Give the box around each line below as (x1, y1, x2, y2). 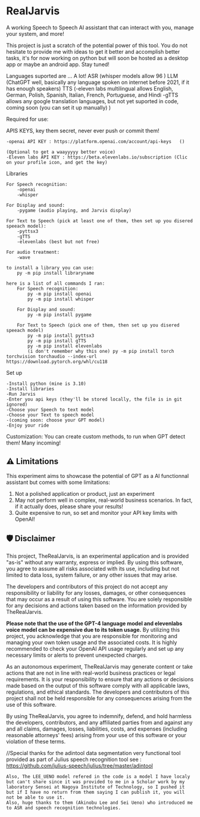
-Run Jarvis (6, 391, 36, 397)
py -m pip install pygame (27, 312, 92, 318)
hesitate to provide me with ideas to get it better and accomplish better (6, 48, 180, 55)
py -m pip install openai (27, 291, 92, 297)
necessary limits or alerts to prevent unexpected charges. (6, 651, 148, 658)
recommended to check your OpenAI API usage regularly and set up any (6, 645, 185, 652)
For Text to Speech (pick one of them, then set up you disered (17, 322, 180, 328)
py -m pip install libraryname (17, 270, 95, 276)
